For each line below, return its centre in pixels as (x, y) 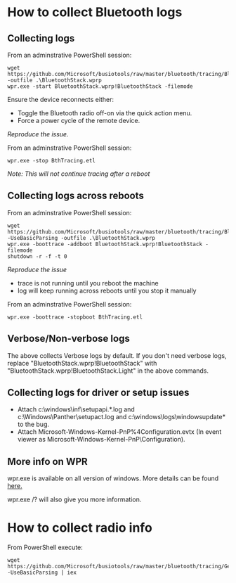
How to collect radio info (80, 528)
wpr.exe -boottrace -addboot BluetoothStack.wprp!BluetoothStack (105, 244)
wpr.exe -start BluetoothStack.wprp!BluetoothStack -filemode (100, 87)
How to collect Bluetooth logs (95, 12)
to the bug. (33, 424)
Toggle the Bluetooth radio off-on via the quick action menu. (105, 113)
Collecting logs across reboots (76, 196)
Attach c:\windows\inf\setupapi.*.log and (76, 409)
